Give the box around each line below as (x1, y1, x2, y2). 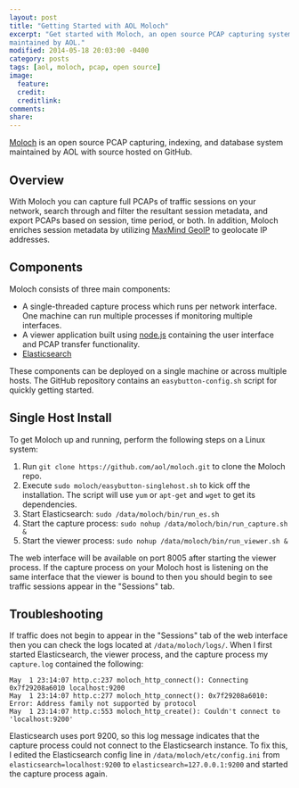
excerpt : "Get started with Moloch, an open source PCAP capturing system (9, 29, 293, 38)
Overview (9, 172, 65, 187)
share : (9, 112, 34, 121)
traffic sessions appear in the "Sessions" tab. (9, 581, 175, 592)
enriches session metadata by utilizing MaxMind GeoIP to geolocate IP (9, 224, 268, 235)
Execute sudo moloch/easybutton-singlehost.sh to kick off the (21, 479, 251, 491)
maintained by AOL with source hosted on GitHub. (9, 146, 193, 157)
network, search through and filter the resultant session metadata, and (9, 205, 269, 216)
